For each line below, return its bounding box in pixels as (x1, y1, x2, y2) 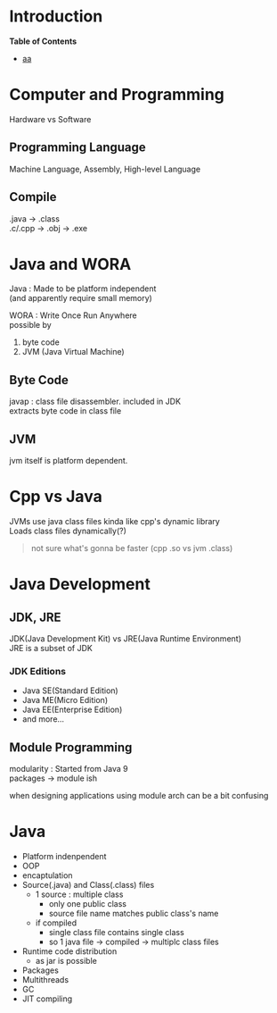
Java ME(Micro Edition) (21, 695, 109, 706)
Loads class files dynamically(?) (9, 525, 127, 536)
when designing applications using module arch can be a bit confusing (9, 791, 269, 801)
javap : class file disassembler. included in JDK (9, 396, 181, 407)
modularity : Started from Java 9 (9, 764, 129, 774)
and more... (21, 714, 65, 724)
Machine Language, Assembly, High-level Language (9, 163, 201, 174)
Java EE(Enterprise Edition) (21, 704, 123, 716)
